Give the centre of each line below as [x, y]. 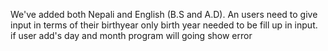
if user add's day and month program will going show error [131, 35]
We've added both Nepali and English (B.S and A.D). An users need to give [164, 14]
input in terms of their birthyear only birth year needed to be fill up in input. [164, 25]
